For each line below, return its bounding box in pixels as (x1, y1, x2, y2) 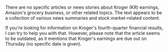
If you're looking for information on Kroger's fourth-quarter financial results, (5, 25, 163, 31)
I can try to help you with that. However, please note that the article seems (5, 30, 160, 36)
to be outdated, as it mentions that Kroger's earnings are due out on (5, 35, 147, 41)
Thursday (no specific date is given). (5, 41, 82, 47)
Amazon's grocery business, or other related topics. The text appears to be (5, 10, 162, 16)
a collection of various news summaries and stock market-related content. (5, 15, 160, 21)
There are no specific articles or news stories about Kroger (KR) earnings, (5, 5, 159, 10)
